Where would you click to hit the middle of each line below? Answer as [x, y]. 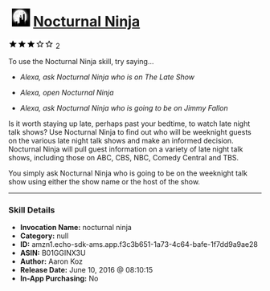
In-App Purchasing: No [59, 279]
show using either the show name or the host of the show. [104, 181]
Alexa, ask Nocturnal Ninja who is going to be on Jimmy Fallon [124, 107]
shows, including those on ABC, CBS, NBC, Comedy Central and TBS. [124, 157]
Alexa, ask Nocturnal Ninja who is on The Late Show [107, 77]
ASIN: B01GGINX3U [53, 253]
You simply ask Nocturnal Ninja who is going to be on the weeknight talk [128, 173]
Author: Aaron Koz [51, 261]
